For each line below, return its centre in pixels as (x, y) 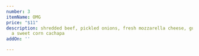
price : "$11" (22, 22)
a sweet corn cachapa (38, 34)
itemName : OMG (24, 17)
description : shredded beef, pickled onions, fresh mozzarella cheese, (96, 28)
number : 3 (18, 11)
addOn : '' (18, 39)
